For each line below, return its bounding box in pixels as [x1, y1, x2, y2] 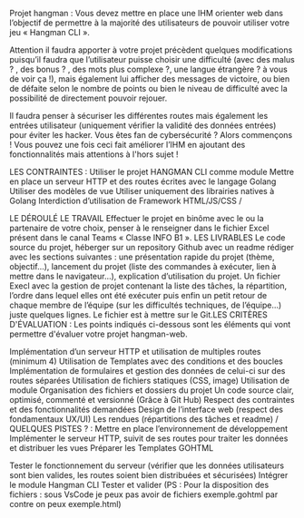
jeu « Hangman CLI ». [9, 27, 91, 37]
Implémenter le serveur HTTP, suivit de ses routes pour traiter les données [9, 433, 289, 444]
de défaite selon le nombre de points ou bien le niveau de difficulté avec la [9, 83, 288, 93]
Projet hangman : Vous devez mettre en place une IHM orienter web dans [9, 8, 284, 18]
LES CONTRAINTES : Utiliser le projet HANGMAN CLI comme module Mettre [9, 167, 295, 177]
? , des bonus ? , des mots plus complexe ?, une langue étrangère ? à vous [9, 64, 288, 74]
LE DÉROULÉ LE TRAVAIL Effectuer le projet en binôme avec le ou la [9, 213, 265, 223]
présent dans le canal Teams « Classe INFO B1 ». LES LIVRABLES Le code [9, 232, 286, 243]
